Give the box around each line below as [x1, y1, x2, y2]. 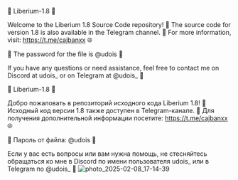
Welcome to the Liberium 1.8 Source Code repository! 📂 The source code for [7, 21, 231, 28]
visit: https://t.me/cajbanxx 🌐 [7, 36, 92, 44]
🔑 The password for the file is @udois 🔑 [7, 50, 123, 58]
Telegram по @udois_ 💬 [7, 164, 77, 173]
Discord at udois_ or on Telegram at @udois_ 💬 [7, 71, 144, 80]
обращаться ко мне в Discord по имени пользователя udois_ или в [7, 157, 210, 165]
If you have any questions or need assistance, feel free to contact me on [7, 64, 220, 72]
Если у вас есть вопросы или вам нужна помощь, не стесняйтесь [7, 149, 207, 158]
